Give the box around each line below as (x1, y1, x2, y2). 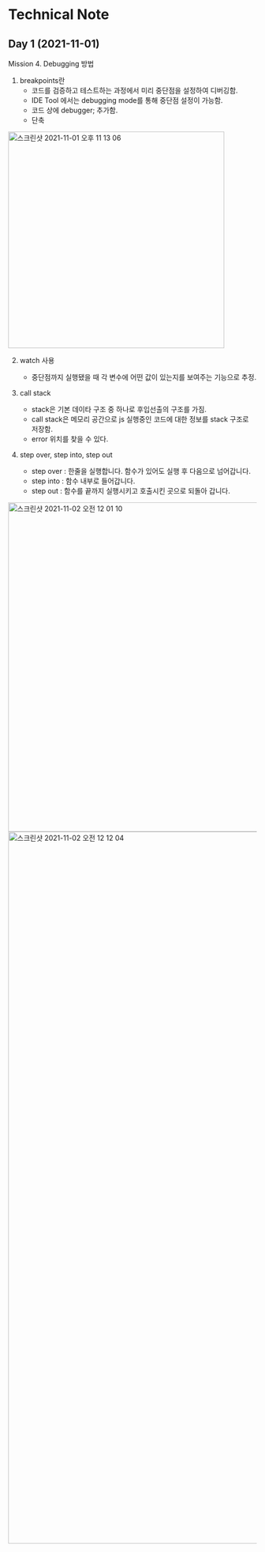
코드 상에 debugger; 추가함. (31, 105, 118, 115)
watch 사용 (19, 356, 55, 365)
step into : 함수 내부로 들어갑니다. (31, 476, 136, 486)
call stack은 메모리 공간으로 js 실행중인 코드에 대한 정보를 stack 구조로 (31, 414, 249, 424)
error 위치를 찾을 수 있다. (31, 434, 109, 444)
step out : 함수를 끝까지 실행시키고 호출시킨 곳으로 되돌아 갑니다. (31, 486, 231, 495)
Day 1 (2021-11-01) (8, 37, 100, 51)
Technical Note (8, 6, 110, 24)
